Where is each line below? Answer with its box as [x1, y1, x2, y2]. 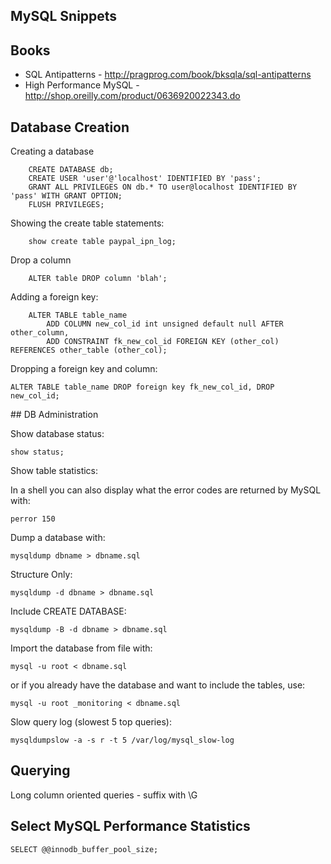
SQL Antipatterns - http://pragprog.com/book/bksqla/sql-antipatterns [24, 69, 312, 81]
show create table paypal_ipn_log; [28, 237, 177, 247]
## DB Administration [10, 409, 99, 421]
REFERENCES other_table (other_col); [10, 345, 168, 356]
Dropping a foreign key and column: [10, 363, 158, 375]
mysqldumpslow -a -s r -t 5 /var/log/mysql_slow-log [10, 735, 235, 746]
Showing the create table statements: [10, 217, 165, 229]
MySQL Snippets [10, 8, 118, 25]
